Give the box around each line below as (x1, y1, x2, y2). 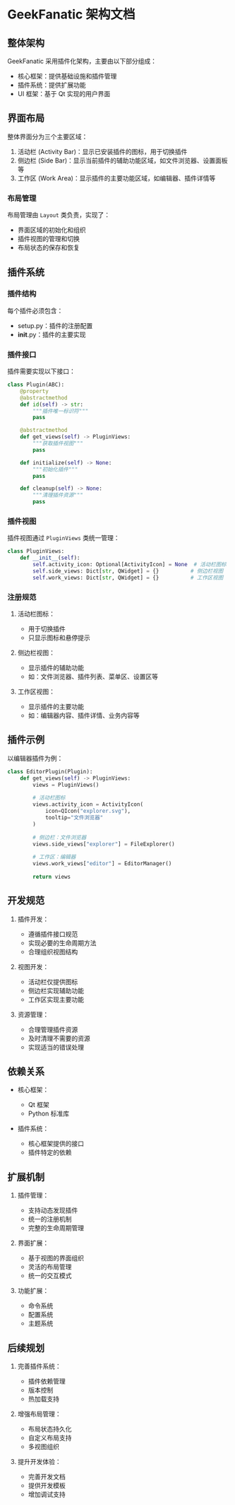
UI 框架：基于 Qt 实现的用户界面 (17, 90, 111, 98)
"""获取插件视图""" (32, 440, 83, 447)
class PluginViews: (7, 548, 65, 555)
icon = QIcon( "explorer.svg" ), (44, 807, 131, 815)
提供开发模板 (28, 1482, 66, 1489)
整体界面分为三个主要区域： (7, 132, 88, 141)
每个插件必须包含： (7, 306, 64, 315)
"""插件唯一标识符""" (32, 407, 89, 414)
